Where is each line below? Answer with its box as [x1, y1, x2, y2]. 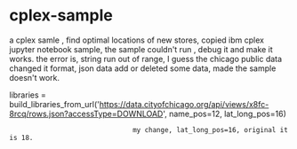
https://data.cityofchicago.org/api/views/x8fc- [99, 98, 269, 109]
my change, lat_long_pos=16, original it [132, 125, 289, 134]
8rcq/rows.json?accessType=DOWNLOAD [9, 108, 164, 119]
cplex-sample [9, 5, 113, 26]
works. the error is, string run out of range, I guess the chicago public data [9, 53, 283, 64]
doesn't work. [9, 72, 60, 82]
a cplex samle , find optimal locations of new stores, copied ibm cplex [9, 35, 265, 45]
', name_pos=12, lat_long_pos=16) [163, 108, 286, 119]
